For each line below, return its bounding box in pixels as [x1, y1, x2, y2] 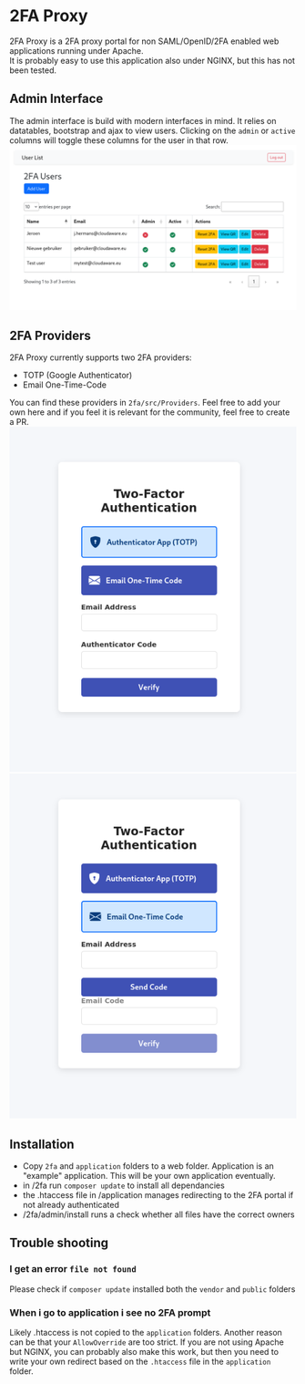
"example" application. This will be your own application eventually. [22, 1171, 276, 1182]
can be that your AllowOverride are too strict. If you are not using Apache [9, 1337, 284, 1348]
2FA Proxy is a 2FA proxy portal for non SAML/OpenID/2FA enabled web [9, 36, 280, 46]
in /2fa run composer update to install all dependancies [22, 1180, 225, 1191]
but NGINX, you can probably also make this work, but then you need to [9, 1347, 280, 1358]
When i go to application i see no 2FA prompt [9, 1306, 211, 1318]
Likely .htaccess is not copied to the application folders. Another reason [9, 1327, 282, 1338]
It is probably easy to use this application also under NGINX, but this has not [9, 55, 296, 66]
